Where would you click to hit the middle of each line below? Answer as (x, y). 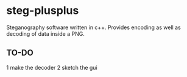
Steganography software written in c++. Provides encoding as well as (94, 27)
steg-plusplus (43, 11)
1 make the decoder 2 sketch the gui (52, 67)
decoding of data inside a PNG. (46, 33)
